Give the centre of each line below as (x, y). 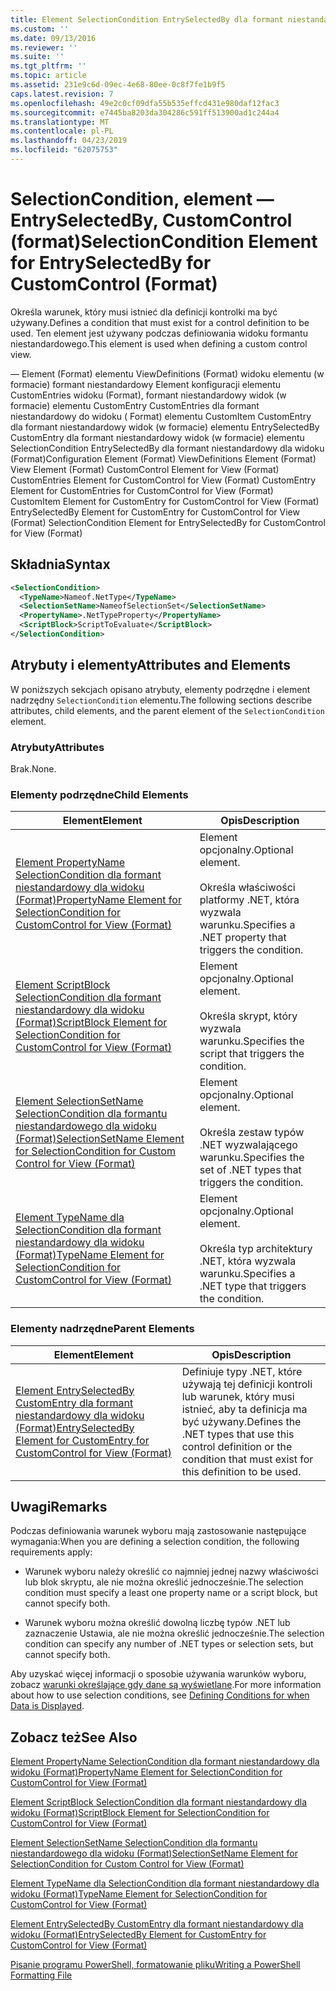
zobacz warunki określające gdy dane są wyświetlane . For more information (166, 1685)
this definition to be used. (241, 1471)
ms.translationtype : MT (60, 122)
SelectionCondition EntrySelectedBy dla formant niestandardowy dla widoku (167, 448)
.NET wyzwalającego (248, 1145)
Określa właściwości (247, 888)
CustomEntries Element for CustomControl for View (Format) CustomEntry (163, 480)
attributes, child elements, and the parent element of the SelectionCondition (167, 710)
